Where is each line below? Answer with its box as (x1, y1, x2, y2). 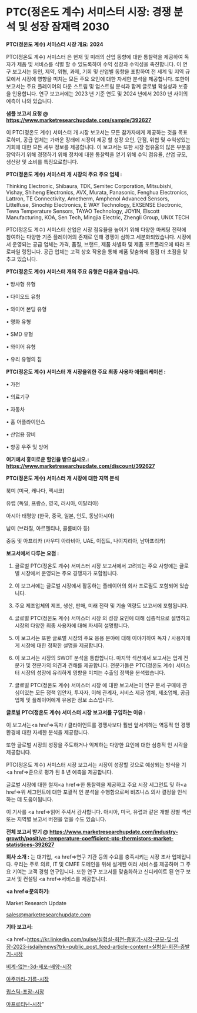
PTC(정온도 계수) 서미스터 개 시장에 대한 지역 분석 (6, 474, 119, 481)
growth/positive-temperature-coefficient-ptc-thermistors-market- (6, 834, 174, 842)
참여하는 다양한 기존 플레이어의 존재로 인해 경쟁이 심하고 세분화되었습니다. (6, 233, 176, 240)
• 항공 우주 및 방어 (6, 443, 48, 450)
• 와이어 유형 (6, 343, 36, 350)
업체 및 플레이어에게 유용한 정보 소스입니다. (14, 696, 114, 703)
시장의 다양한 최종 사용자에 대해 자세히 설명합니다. (14, 622, 129, 629)
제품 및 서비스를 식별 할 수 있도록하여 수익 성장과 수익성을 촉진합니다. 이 (16, 60, 182, 68)
